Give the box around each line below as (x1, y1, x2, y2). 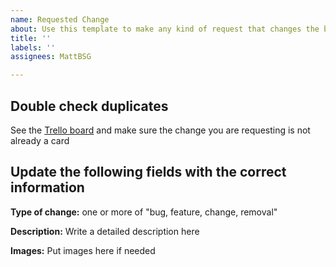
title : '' (10, 33, 52, 43)
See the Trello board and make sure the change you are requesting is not (10, 124, 311, 136)
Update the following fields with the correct (10, 164, 287, 181)
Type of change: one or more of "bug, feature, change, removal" (10, 206, 278, 218)
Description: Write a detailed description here (10, 225, 200, 237)
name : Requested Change (10, 14, 110, 25)
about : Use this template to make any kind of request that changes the (10, 24, 320, 34)
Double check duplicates (10, 97, 169, 115)
